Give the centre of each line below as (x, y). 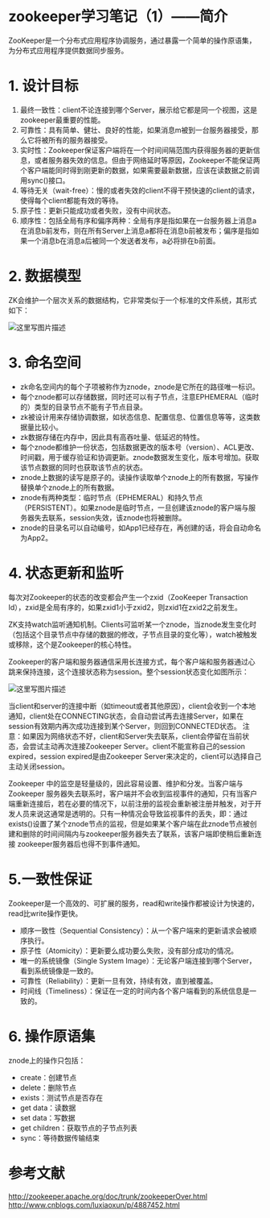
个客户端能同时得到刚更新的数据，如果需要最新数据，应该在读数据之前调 (139, 170)
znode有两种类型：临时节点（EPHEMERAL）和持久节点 (111, 497)
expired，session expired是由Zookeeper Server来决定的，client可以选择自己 (135, 756)
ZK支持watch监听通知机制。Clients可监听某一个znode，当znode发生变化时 (133, 624)
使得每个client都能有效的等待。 (71, 200)
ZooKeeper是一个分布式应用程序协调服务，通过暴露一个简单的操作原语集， (132, 40)
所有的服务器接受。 (80, 140)
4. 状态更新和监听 (66, 573)
